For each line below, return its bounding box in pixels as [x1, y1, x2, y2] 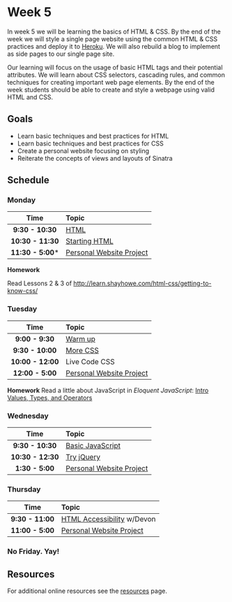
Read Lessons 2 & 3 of [7, 279, 72, 287]
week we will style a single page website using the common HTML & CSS [7, 34, 218, 43]
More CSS [65, 345, 99, 355]
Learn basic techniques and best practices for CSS [17, 139, 164, 148]
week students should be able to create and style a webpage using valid [7, 85, 215, 94]
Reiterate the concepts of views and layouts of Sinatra [17, 154, 173, 162]
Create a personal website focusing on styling [17, 146, 150, 155]
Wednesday [7, 410, 49, 420]
